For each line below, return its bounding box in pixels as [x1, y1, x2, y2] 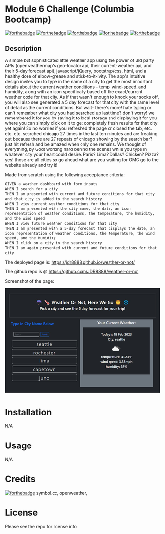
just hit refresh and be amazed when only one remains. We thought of [5, 141, 146, 147]
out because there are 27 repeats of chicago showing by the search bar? [5, 136, 153, 142]
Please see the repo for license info [5, 523, 77, 529]
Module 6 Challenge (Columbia [5, 3, 134, 15]
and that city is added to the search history [5, 196, 102, 201]
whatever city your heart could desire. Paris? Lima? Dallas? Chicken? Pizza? [5, 151, 159, 157]
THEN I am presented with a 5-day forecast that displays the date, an [5, 226, 155, 231]
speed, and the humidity [5, 236, 56, 240]
